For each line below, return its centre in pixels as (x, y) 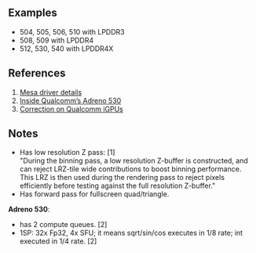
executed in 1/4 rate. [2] (58, 241)
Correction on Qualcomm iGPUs (71, 108)
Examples (33, 13)
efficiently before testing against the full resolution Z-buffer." (117, 186)
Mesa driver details (51, 92)
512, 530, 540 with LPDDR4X (66, 48)
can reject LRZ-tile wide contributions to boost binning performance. (130, 169)
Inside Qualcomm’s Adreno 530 (70, 101)
